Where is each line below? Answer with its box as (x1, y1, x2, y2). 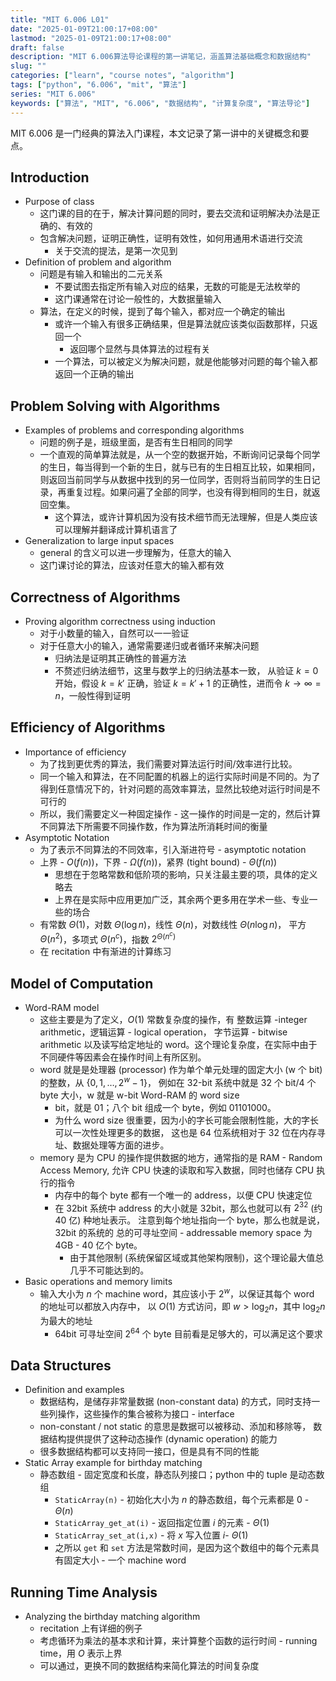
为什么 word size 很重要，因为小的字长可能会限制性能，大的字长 (54, 1114, 319, 1126)
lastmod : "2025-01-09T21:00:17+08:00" (10, 33, 172, 43)
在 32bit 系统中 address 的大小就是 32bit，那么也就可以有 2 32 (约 (54, 1200, 323, 1214)
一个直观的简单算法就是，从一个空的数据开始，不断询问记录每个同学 (39, 449, 321, 461)
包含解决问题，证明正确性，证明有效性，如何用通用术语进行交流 (39, 232, 303, 245)
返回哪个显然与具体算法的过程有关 (69, 343, 211, 355)
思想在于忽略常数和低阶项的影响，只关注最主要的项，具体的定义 (54, 868, 318, 880)
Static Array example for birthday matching (24, 1457, 203, 1469)
